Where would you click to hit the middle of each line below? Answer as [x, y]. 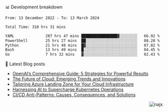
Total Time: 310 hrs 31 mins [35, 27]
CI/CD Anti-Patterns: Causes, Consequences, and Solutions [74, 95]
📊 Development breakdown [34, 7]
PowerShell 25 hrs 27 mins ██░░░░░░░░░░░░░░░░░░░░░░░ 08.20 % [82, 41]
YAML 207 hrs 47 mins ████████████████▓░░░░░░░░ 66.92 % [82, 36]
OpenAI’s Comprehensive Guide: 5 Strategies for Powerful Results [80, 74]
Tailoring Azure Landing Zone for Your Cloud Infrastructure [73, 84]
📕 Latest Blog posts [25, 64]
